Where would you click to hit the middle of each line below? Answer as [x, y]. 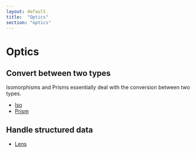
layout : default [26, 11]
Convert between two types [58, 73]
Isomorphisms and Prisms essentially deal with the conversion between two [98, 87]
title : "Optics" [27, 17]
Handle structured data [49, 130]
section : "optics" [29, 22]
